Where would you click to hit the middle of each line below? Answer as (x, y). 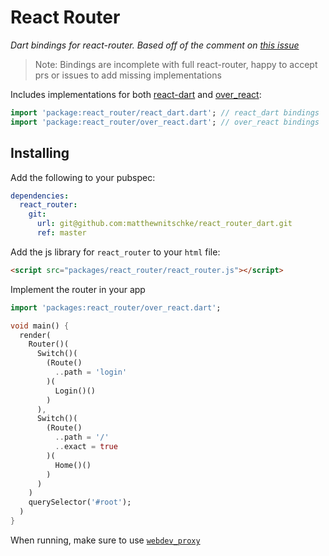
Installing (40, 153)
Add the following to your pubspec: (83, 177)
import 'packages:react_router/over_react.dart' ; (116, 307)
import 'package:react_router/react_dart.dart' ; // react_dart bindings (165, 112)
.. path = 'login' (91, 372)
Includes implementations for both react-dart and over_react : (136, 94)
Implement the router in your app (78, 289)
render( (35, 335)
